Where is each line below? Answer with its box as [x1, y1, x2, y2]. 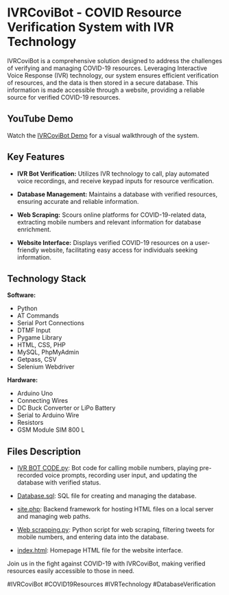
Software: [7, 291, 36, 299]
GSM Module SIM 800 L [16, 425, 85, 434]
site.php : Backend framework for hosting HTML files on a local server [16, 505, 214, 513]
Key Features [7, 151, 65, 163]
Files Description [7, 445, 81, 457]
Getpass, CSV [16, 355, 57, 364]
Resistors [16, 419, 44, 427]
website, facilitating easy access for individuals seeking [40, 246, 198, 254]
